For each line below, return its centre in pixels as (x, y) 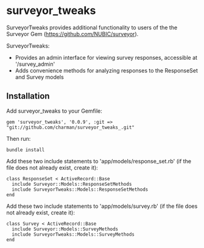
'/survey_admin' (35, 64)
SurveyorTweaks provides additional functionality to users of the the (92, 27)
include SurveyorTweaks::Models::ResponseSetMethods (80, 190)
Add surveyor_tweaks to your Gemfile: (54, 111)
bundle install (26, 150)
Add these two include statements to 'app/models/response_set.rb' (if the (99, 161)
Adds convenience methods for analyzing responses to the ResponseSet (106, 70)
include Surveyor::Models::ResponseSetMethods (72, 184)
